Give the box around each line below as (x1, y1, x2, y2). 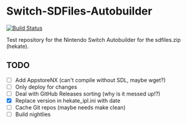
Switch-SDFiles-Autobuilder (6, 4, 152, 18)
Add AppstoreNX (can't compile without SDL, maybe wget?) (15, 76, 166, 83)
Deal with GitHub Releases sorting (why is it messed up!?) (15, 90, 161, 97)
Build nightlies (15, 111, 51, 118)
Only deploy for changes (15, 83, 77, 91)
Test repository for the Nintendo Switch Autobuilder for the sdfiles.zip (6, 36, 181, 43)
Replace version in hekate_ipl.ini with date (15, 97, 121, 104)
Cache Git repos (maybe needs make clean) (15, 104, 126, 111)
